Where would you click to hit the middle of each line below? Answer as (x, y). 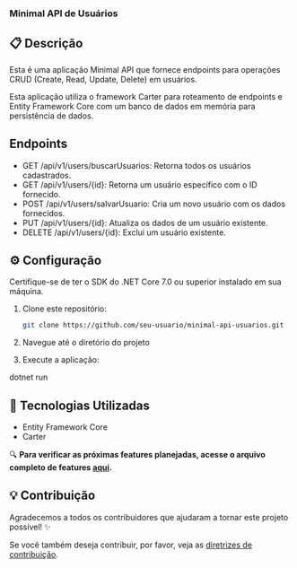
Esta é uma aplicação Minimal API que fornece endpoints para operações (145, 69)
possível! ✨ (30, 527)
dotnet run (29, 377)
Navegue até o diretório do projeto (86, 343)
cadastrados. (47, 175)
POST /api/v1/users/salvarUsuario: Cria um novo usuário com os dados (153, 204)
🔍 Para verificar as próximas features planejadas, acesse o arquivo (138, 455)
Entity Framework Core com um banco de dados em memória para (132, 106)
